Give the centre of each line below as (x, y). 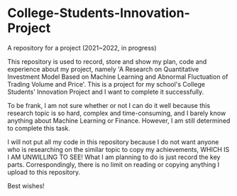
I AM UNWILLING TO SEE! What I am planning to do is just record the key (114, 157)
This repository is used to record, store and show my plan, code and (107, 61)
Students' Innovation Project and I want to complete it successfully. (106, 92)
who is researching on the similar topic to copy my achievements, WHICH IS (118, 149)
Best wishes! (26, 185)
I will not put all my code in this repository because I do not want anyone (113, 142)
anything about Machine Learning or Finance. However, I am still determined (119, 120)
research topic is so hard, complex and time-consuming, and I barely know (117, 113)
